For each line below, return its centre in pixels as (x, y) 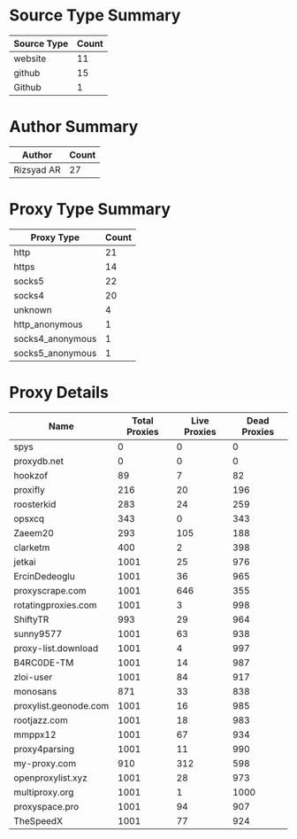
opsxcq (29, 518)
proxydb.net (39, 461)
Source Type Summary (95, 16)
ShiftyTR (31, 619)
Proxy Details (59, 392)
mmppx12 (35, 734)
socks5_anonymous (55, 353)
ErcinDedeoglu (44, 576)
